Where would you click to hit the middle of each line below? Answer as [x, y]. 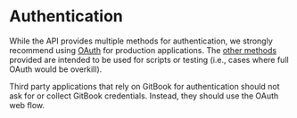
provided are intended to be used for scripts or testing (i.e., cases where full [149, 59]
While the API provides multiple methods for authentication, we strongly [141, 41]
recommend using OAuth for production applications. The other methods [143, 50]
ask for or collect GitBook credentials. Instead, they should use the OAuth [144, 96]
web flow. [27, 105]
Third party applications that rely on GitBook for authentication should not [144, 86]
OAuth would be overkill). [56, 69]
